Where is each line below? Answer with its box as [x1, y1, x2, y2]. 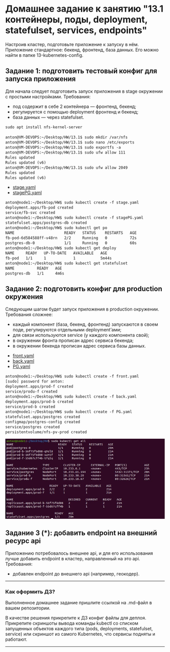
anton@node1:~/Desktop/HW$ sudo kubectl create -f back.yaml [5, 394, 137, 399]
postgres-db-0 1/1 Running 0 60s [5, 240, 137, 246]
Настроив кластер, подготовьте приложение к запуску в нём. [5, 41, 139, 47]
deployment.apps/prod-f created [5, 383, 73, 389]
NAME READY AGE [5, 265, 62, 271]
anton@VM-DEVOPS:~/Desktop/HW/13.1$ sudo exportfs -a [5, 145, 121, 150]
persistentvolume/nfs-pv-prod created [5, 429, 87, 435]
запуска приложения [5, 74, 76, 84]
